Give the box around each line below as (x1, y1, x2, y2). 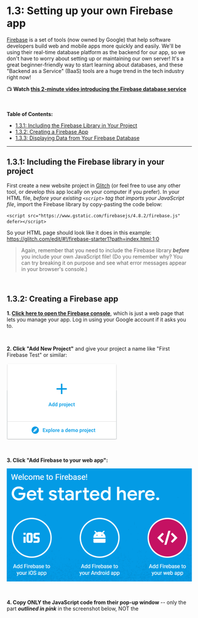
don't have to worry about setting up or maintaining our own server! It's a (6, 55, 184, 62)
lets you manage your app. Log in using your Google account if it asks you (6, 316, 187, 323)
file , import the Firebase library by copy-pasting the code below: (6, 200, 163, 207)
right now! (6, 74, 32, 81)
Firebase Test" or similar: (6, 351, 68, 358)
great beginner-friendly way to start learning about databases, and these (6, 61, 183, 68)
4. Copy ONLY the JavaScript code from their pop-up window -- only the (6, 599, 187, 606)
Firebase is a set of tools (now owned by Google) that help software (6, 36, 171, 43)
